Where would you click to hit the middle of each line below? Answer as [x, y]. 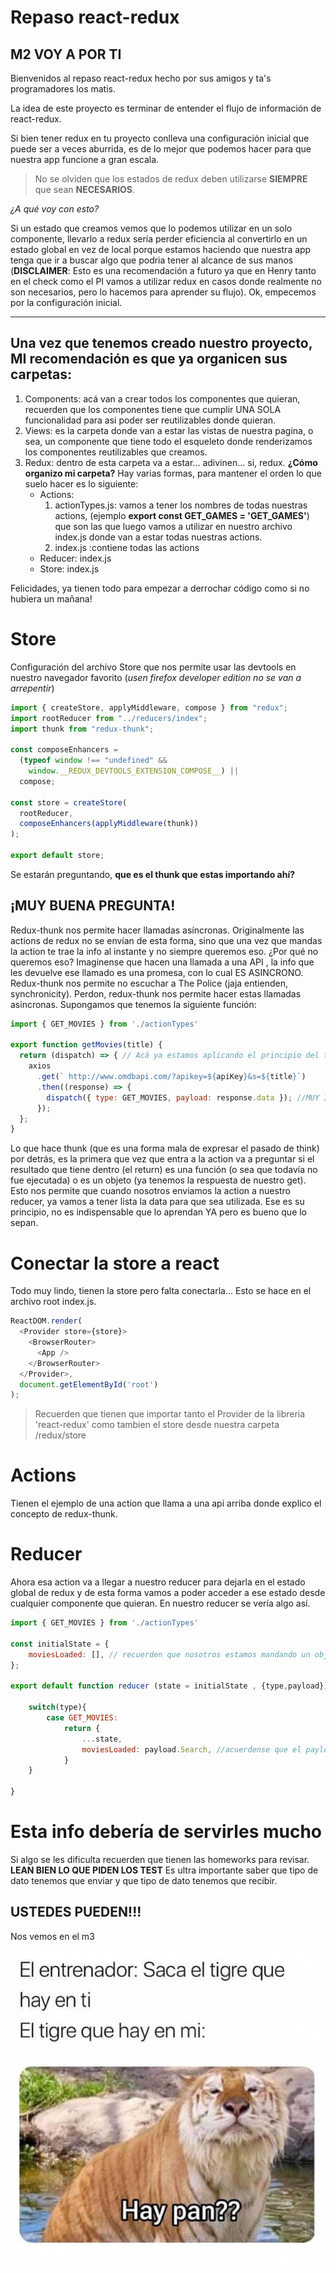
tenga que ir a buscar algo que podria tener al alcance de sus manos [152, 260]
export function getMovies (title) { [86, 1045]
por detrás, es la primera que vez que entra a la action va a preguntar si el [162, 1159]
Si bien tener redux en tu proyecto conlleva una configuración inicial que [160, 138]
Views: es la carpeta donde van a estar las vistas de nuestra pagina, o [169, 430]
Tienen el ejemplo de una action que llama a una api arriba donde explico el [166, 1503]
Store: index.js [69, 568]
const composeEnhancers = [64, 750]
